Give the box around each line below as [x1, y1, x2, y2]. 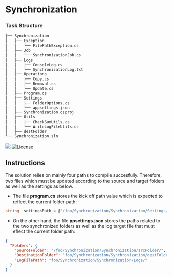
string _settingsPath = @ [5, 208, 60, 213]
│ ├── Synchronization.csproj [5, 110, 74, 115]
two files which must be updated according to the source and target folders [5, 177, 165, 184]
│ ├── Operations [5, 72, 47, 77]
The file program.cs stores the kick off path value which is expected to [12, 193, 163, 199]
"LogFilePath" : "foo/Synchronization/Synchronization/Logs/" [14, 258, 147, 263]
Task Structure [5, 22, 44, 29]
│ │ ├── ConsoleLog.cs [5, 62, 63, 67]
